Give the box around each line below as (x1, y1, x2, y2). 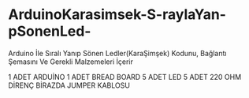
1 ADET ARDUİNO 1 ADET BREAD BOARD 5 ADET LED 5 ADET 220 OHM (8, 72, 242, 81)
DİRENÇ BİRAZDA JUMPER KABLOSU (8, 81, 130, 90)
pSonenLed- (8, 22, 91, 40)
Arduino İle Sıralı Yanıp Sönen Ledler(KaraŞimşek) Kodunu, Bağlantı (8, 48, 227, 58)
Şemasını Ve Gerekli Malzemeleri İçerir (8, 57, 134, 66)
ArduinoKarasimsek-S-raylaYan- (8, 6, 227, 24)
